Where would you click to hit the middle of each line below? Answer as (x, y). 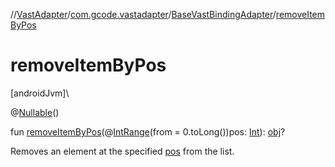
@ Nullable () (35, 112)
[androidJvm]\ (40, 93)
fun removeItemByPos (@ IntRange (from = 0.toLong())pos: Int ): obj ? (148, 131)
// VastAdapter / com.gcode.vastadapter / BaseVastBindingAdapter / (143, 14)
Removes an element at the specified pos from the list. (122, 151)
